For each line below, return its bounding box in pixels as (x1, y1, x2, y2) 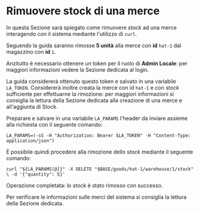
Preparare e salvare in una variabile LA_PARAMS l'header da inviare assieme (6, 115, 188, 122)
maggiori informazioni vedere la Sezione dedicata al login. (6, 66, 149, 73)
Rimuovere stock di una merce (6, 4, 160, 18)
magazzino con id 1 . (6, 48, 56, 55)
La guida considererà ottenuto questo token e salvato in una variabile (6, 78, 176, 85)
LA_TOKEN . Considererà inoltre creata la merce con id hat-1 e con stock (6, 84, 179, 91)
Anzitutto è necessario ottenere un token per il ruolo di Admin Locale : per (6, 60, 188, 67)
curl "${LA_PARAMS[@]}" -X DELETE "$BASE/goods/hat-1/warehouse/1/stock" (6, 166, 194, 172)
